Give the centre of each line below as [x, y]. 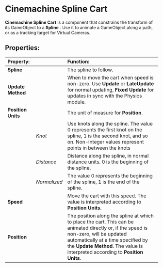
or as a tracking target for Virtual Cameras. [48, 32]
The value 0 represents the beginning [110, 175]
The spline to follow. [90, 70]
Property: [19, 62]
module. [76, 102]
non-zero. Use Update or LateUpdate [111, 83]
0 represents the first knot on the [105, 129]
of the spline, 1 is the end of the [103, 182]
